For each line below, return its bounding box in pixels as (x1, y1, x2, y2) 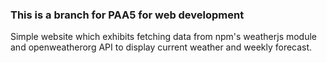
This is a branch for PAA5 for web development (10, 8, 245, 22)
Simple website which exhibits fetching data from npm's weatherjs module (10, 31, 318, 43)
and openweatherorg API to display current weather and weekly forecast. (10, 41, 313, 53)
